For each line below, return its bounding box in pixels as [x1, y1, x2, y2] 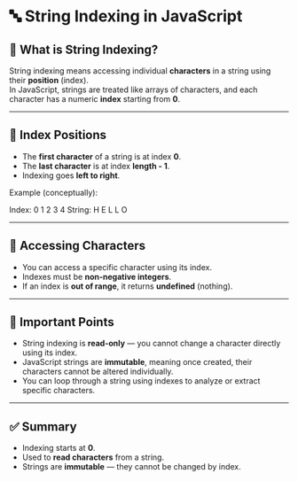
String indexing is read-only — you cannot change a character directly [21, 338, 281, 349]
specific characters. [21, 385, 96, 396]
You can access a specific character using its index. [21, 261, 213, 272]
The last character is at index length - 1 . [21, 160, 170, 171]
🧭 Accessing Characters [9, 238, 146, 253]
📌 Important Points [9, 314, 114, 330]
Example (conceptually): [9, 187, 98, 198]
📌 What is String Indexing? [9, 42, 159, 57]
